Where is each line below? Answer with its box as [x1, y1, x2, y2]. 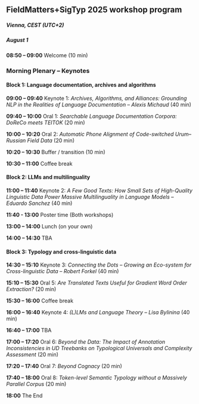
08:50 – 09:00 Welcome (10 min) [6, 51, 88, 59]
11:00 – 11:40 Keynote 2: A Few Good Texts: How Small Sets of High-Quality [6, 187, 192, 194]
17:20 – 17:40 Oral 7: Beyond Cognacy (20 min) [6, 363, 122, 370]
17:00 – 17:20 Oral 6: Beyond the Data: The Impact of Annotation [6, 338, 166, 345]
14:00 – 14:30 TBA [6, 234, 52, 241]
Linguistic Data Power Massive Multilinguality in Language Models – [6, 194, 174, 201]
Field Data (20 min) [27, 137, 75, 144]
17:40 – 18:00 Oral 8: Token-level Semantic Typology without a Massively [6, 374, 188, 381]
